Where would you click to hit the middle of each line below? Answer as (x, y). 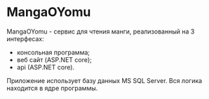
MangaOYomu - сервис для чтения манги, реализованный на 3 (101, 31)
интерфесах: (25, 38)
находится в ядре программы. (52, 88)
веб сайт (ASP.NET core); (54, 59)
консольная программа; (53, 52)
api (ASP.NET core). (46, 67)
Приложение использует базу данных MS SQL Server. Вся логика (104, 80)
